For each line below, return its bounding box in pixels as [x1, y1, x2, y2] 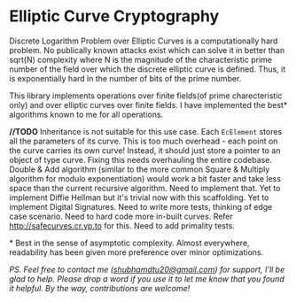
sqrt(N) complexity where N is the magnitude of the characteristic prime [9, 54, 273, 65]
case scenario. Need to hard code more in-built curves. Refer [9, 211, 233, 221]
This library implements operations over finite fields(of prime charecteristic [9, 90, 283, 101]
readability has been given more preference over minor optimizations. [9, 246, 264, 258]
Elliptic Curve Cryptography [9, 6, 220, 27]
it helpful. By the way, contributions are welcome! [9, 283, 191, 293]
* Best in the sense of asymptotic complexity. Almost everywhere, [9, 237, 250, 248]
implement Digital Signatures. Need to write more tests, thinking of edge [9, 201, 273, 212]
